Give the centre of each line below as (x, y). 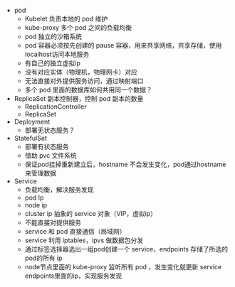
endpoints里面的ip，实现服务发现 (73, 276)
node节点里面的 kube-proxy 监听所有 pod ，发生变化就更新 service (123, 267)
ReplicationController (56, 107)
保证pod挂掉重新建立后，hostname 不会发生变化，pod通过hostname (125, 164)
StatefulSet (31, 138)
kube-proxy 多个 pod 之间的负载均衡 (78, 27)
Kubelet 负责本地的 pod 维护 (66, 18)
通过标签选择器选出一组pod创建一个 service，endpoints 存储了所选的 (126, 249)
